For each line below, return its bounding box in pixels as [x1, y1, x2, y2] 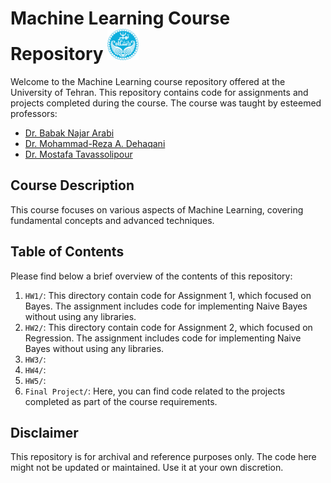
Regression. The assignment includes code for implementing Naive [24, 332, 302, 344]
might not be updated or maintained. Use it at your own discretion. [10, 462, 284, 474]
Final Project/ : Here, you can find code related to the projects [24, 385, 286, 397]
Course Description [10, 177, 135, 194]
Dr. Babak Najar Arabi [24, 127, 115, 139]
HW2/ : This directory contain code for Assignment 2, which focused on [24, 321, 313, 333]
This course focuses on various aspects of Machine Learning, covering [10, 203, 304, 216]
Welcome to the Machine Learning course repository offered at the [10, 75, 286, 87]
